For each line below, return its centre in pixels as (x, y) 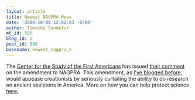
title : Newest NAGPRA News (39, 17)
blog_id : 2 (19, 39)
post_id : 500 (22, 44)
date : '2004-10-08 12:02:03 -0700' (49, 22)
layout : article (26, 11)
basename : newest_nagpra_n (39, 50)
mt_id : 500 (19, 33)
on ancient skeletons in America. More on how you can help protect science (98, 85)
